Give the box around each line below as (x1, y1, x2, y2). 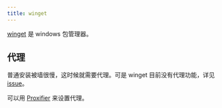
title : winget (7, 10, 48, 17)
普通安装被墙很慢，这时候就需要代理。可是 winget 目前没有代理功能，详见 (7, 71, 215, 79)
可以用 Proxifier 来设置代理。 (7, 94, 88, 103)
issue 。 (7, 79, 29, 87)
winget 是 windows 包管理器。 (7, 29, 92, 38)
